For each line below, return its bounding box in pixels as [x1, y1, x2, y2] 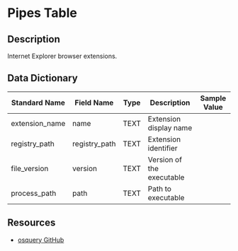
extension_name [11, 118, 66, 128]
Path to [147, 184, 172, 194]
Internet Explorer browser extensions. [7, 52, 118, 60]
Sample [200, 93, 227, 103]
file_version [11, 163, 49, 173]
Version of [147, 154, 183, 164]
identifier [147, 143, 178, 153]
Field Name [74, 98, 114, 107]
